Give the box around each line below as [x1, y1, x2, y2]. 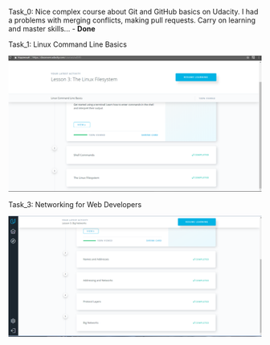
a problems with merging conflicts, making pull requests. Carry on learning [8, 15, 256, 25]
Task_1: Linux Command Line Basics [8, 39, 127, 49]
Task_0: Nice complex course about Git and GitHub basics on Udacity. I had [8, 7, 259, 16]
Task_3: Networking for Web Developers [8, 200, 142, 210]
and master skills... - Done [8, 24, 96, 33]
